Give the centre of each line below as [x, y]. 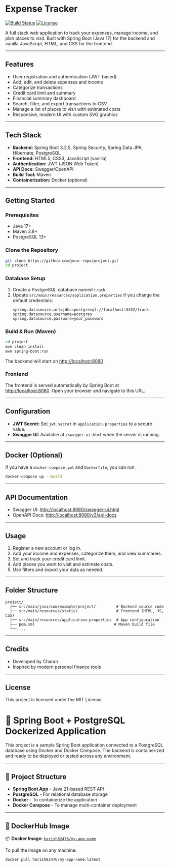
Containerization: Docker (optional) [50, 180]
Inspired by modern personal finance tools [57, 667]
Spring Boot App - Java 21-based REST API [58, 789]
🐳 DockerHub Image [37, 826]
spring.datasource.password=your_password [58, 318]
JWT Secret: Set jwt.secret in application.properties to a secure [82, 424]
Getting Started [30, 201]
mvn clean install [25, 346]
